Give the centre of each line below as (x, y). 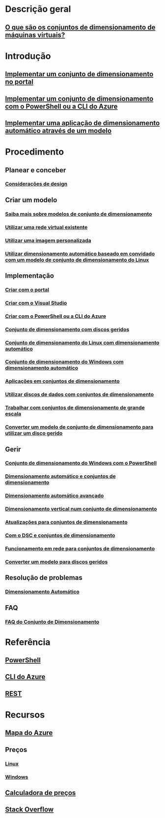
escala (13, 414)
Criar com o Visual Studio (36, 303)
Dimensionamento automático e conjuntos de (61, 476)
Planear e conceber (36, 170)
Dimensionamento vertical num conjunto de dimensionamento (81, 509)
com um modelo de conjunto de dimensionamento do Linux (77, 260)
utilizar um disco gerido (34, 433)
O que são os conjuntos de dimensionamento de (80, 27)
